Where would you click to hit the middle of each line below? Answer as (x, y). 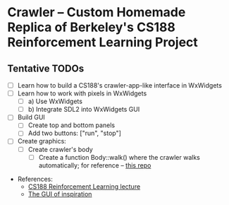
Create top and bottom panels (71, 125)
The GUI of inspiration (60, 194)
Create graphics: (42, 141)
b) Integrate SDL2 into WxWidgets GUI (84, 110)
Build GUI (31, 117)
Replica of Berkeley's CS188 (92, 27)
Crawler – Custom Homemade (97, 12)
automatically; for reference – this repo (95, 165)
